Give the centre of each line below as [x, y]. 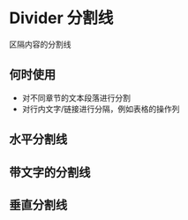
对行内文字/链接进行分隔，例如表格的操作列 [101, 109]
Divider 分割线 [61, 18]
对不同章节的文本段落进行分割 [76, 97]
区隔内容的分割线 [40, 44]
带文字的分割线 [50, 172]
